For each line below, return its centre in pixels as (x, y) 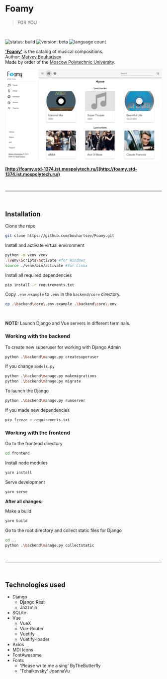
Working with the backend (38, 336)
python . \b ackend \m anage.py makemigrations (51, 376)
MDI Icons (23, 650)
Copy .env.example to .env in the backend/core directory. (63, 294)
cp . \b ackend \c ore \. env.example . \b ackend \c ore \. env (61, 304)
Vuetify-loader (35, 639)
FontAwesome (27, 655)
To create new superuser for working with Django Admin (63, 347)
